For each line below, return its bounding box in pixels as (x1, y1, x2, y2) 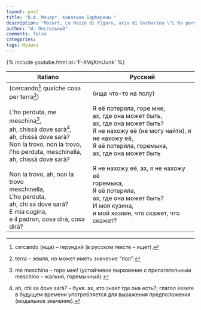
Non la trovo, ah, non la (9, 170, 74, 178)
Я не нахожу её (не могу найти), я (92, 126, 191, 135)
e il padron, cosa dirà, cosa (9, 215, 85, 223)
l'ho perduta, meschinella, (9, 148, 82, 156)
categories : (6, 37, 36, 42)
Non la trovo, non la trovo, (9, 140, 82, 148)
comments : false (6, 31, 47, 37)
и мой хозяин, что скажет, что (92, 209, 180, 217)
